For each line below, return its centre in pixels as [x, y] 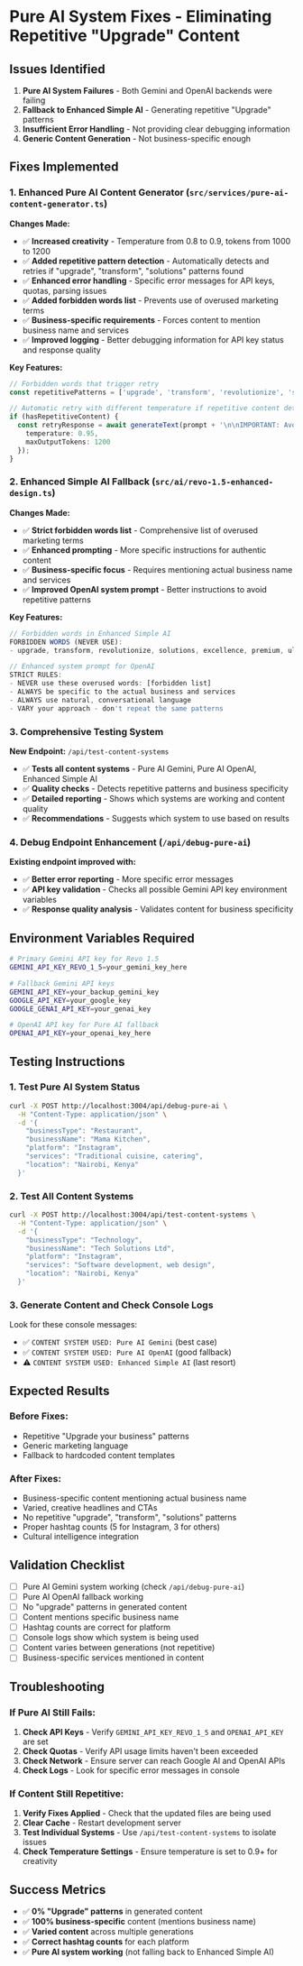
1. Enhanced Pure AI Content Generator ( [100, 193]
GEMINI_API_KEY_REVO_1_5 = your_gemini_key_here [98, 968]
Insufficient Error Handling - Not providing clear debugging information [156, 129]
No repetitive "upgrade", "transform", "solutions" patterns [129, 1518]
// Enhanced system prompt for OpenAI [82, 666]
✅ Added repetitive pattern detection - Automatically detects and [146, 261]
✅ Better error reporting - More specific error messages [128, 879]
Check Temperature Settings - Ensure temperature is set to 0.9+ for [150, 1851]
